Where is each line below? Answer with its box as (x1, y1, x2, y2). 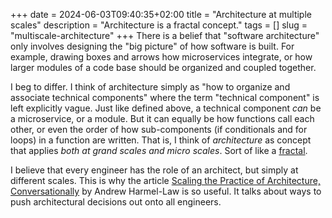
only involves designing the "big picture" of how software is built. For (10, 40, 295, 52)
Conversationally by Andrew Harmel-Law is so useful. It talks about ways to (10, 185, 322, 197)
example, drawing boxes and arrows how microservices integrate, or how (10, 51, 313, 63)
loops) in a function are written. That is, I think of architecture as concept (10, 134, 312, 146)
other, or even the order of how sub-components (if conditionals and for (10, 124, 308, 135)
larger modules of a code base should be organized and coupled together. (10, 62, 317, 73)
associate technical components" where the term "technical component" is (10, 92, 320, 103)
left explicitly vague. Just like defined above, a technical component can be (10, 102, 322, 114)
